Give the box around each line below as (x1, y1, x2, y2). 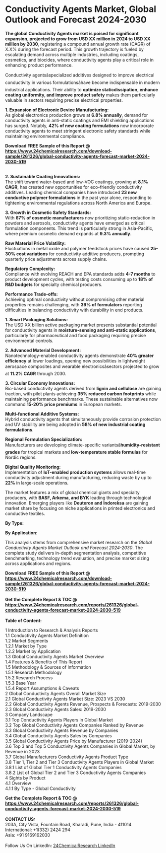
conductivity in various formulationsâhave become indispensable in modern (5, 79, 160, 85)
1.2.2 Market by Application (5, 648, 61, 654)
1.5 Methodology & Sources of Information (5, 664, 92, 670)
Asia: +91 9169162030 (5, 832, 51, 838)
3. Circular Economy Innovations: (5, 380, 75, 386)
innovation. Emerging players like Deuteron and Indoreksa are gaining (5, 500, 149, 506)
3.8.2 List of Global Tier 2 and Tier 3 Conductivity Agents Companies (5, 770, 146, 776)
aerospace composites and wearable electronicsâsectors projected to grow (5, 363, 160, 369)
